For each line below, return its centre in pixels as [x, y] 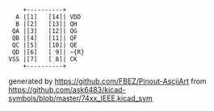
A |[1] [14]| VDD [48, 17]
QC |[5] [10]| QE [45, 45]
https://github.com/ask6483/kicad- [67, 90]
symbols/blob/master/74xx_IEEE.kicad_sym [81, 98]
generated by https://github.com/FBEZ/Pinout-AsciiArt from [108, 81]
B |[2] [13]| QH [47, 24]
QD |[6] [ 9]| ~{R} [48, 52]
